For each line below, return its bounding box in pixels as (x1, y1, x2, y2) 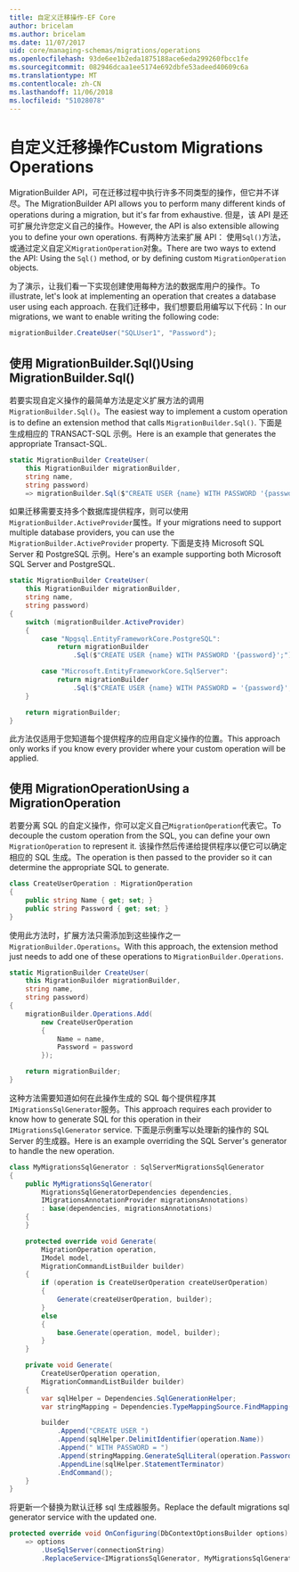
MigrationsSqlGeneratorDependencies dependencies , (41, 1188, 233, 1197)
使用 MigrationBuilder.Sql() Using (9, 356, 194, 371)
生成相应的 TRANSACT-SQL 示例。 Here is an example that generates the (9, 429, 277, 439)
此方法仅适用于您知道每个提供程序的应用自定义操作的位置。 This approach (9, 733, 280, 745)
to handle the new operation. (9, 1145, 115, 1156)
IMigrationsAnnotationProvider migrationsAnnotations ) (41, 1196, 249, 1205)
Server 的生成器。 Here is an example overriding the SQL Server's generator (9, 1135, 287, 1146)
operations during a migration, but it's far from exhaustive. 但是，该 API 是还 (9, 210, 289, 220)
